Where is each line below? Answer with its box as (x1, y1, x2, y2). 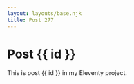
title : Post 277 (7, 17, 54, 23)
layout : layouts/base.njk (7, 10, 82, 17)
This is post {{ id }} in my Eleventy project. (7, 69, 128, 77)
